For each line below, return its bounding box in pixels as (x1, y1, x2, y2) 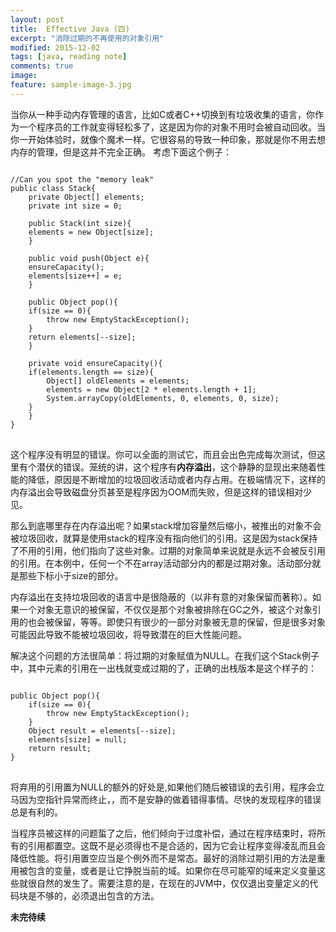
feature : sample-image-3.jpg (10, 80, 132, 90)
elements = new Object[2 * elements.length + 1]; (46, 384, 257, 395)
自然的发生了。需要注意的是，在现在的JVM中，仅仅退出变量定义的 (36, 877, 310, 889)
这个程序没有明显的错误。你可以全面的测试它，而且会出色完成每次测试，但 (10, 448, 317, 460)
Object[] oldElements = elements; (46, 376, 190, 386)
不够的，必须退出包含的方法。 (36, 889, 160, 901)
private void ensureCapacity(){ (28, 358, 163, 368)
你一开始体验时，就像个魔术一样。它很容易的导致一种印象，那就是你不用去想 (10, 133, 326, 145)
